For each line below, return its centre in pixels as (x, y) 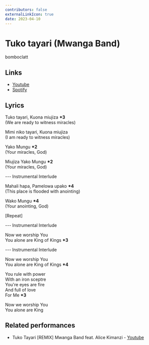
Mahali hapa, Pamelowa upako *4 (40, 186)
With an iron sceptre (26, 279)
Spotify (19, 90)
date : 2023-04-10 (23, 19)
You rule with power (25, 274)
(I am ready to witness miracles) (38, 137)
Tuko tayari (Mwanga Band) (63, 43)
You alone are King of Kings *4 (37, 264)
